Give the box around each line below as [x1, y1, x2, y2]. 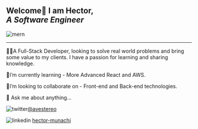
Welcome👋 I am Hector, [6, 6, 94, 16]
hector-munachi [32, 117, 71, 124]
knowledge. [6, 60, 35, 67]
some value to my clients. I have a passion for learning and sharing [6, 53, 169, 60]
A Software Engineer [6, 15, 84, 25]
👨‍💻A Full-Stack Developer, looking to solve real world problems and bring [6, 47, 184, 55]
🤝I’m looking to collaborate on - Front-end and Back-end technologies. [6, 83, 178, 90]
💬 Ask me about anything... [6, 94, 72, 101]
